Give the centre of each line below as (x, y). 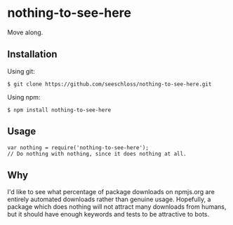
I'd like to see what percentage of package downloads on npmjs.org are (111, 192)
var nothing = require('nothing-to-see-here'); (78, 148)
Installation (32, 54)
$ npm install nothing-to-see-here (59, 110)
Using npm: (24, 97)
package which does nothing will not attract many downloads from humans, (117, 207)
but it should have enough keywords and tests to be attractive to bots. (108, 214)
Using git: (21, 71)
